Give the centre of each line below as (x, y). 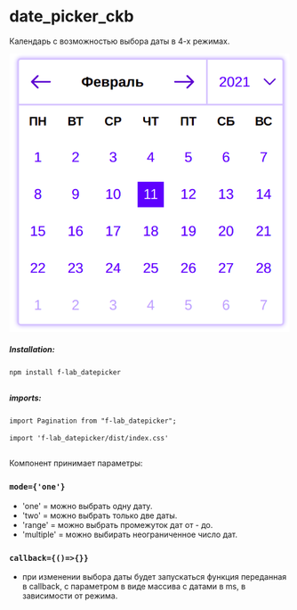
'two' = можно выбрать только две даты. (100, 515)
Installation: (32, 349)
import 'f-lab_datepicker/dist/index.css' (89, 438)
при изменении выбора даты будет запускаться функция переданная (154, 576)
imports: (25, 398)
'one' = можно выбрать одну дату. (87, 506)
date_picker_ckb (72, 16)
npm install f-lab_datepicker (65, 373)
